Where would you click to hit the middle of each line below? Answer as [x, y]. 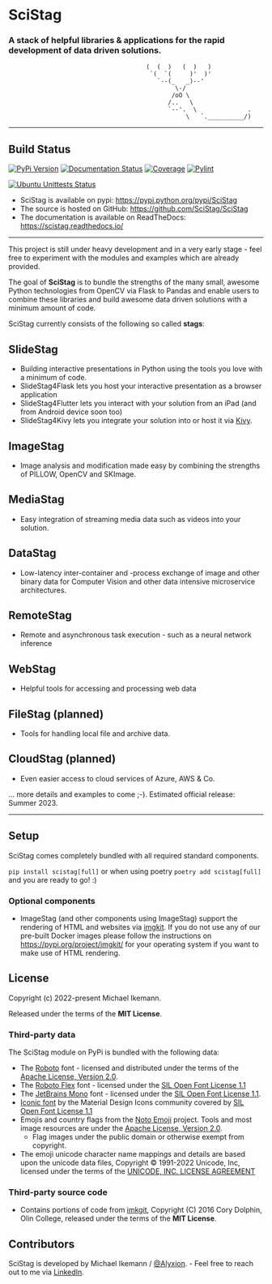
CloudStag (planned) [62, 759]
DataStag [32, 553]
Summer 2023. [33, 802]
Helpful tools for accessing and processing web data [108, 689]
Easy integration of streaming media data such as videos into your [130, 519]
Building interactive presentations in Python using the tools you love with [141, 369]
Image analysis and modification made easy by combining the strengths [140, 465]
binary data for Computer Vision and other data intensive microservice [138, 581]
